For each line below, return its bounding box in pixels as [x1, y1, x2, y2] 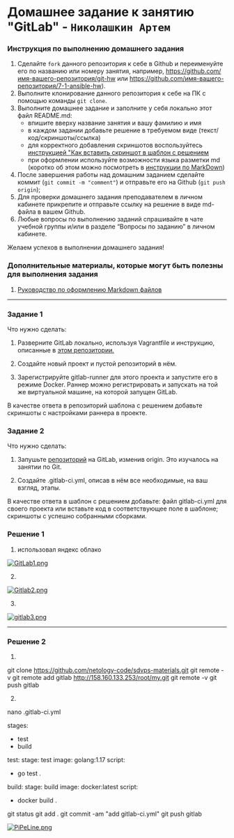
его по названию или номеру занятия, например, [17, 67, 165, 75]
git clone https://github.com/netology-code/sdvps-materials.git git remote [7, 666, 220, 674]
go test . [17, 769, 42, 777]
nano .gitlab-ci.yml [7, 708, 61, 716]
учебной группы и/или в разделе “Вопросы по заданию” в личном [17, 222, 215, 231]
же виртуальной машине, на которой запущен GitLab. [17, 388, 178, 396]
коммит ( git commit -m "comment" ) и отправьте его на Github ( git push [17, 178, 226, 187]
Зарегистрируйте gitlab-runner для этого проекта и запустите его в [17, 373, 218, 382]
